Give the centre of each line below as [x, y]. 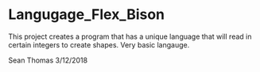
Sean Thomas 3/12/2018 [48, 60]
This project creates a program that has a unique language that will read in [130, 36]
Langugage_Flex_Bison [87, 15]
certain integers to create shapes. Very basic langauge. [99, 44]
